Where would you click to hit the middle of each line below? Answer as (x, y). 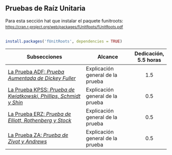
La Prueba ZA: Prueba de (38, 135)
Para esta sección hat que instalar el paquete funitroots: (64, 20)
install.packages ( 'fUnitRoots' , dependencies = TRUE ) (64, 41)
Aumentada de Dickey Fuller (42, 78)
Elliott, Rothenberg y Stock (40, 121)
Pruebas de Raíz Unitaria (46, 8)
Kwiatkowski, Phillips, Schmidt (44, 96)
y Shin (15, 103)
